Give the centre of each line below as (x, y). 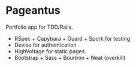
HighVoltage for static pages (49, 51)
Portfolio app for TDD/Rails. (39, 27)
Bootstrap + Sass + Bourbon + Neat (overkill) (70, 57)
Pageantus (33, 10)
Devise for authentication (45, 45)
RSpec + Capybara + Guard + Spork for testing (72, 38)
